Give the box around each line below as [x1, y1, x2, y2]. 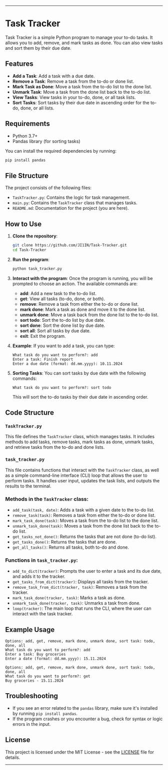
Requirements [5, 119, 50, 128]
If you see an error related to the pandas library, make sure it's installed [12, 705, 158, 711]
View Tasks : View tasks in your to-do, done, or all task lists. [12, 94, 136, 100]
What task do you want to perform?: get [5, 674, 91, 679]
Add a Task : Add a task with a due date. [12, 73, 95, 79]
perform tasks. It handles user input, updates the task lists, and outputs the [5, 477, 160, 483]
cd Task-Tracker [12, 247, 46, 252]
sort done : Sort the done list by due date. [19, 322, 105, 328]
